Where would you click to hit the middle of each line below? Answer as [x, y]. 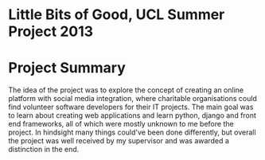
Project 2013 [51, 31]
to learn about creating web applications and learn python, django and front [132, 115]
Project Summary [67, 68]
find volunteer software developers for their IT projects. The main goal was [131, 107]
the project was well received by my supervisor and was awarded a [119, 141]
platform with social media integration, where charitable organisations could [132, 99]
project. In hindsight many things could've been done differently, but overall [132, 132]
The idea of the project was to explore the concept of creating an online [126, 90]
